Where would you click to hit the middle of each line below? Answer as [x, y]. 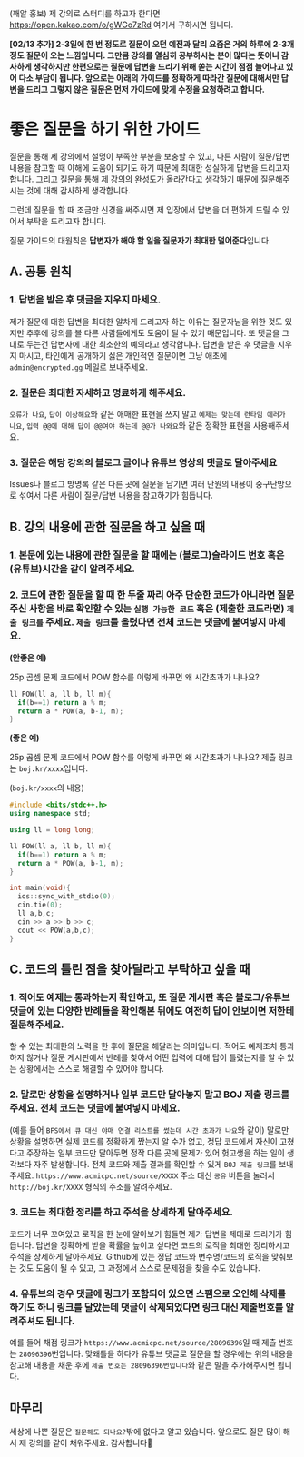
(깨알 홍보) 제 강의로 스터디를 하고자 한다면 [85, 13]
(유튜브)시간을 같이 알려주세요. [73, 569]
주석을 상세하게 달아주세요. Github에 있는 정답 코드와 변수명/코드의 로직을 [139, 1256]
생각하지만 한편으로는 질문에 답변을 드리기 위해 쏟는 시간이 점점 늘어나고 [158, 67]
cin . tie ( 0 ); [40, 905]
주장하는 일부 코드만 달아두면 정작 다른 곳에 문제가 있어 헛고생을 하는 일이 [156, 1153]
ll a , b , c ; [36, 914]
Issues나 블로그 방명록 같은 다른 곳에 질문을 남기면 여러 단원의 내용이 [132, 484]
